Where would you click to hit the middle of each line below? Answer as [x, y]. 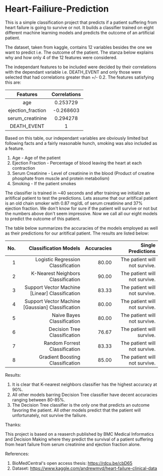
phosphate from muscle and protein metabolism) [61, 178]
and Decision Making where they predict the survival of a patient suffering [79, 439]
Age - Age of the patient [36, 158]
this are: [13, 82]
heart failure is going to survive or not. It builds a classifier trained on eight [79, 27]
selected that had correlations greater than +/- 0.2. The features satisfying [80, 77]
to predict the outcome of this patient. [43, 219]
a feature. [15, 148]
